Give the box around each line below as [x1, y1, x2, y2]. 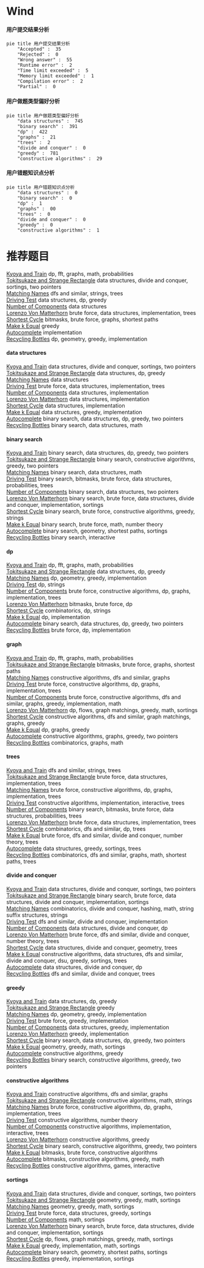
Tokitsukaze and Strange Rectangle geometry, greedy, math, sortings [6, 1196, 181, 1204]
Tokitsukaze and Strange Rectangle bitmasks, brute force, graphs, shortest [6, 661, 195, 668]
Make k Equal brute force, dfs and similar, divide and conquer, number [6, 832, 183, 839]
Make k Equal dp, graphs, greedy [6, 726, 90, 733]
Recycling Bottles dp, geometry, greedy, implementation [6, 335, 148, 343]
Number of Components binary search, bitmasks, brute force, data [6, 805, 174, 813]
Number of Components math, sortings [6, 1215, 105, 1223]
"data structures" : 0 [17, 189, 78, 196]
